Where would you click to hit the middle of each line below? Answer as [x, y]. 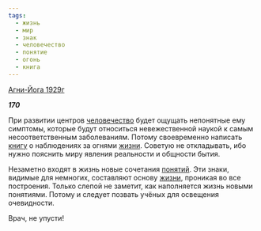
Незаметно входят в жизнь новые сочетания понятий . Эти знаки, [119, 169]
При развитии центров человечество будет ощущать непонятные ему [127, 120]
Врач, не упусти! [36, 218]
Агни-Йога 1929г [36, 89]
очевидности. [31, 203]
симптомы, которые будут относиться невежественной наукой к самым [131, 128]
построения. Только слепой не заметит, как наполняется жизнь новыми [130, 186]
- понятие [31, 52]
